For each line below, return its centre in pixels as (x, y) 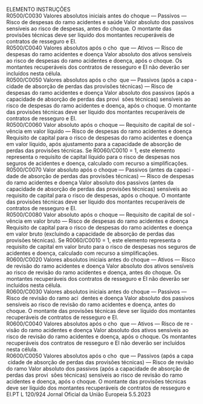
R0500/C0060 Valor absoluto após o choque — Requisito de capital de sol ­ (101, 125)
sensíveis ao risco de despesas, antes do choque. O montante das (89, 28)
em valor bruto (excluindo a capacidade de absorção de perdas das (91, 234)
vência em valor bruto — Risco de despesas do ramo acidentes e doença (97, 221)
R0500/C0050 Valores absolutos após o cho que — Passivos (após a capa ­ (101, 80)
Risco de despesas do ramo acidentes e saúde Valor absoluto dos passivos (100, 22)
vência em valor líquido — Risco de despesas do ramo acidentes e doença (99, 131)
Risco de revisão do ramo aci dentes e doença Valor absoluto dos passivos (100, 298)
